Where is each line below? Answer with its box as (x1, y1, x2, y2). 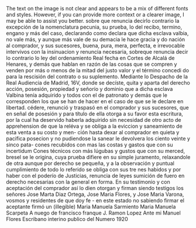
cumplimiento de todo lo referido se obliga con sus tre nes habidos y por (6, 166, 181, 173)
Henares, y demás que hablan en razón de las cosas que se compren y (6, 61, 177, 68)
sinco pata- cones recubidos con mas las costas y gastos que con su (6, 141, 174, 148)
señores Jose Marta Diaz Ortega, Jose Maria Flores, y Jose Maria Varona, (6, 191, 184, 198)
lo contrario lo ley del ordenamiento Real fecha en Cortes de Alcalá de (6, 55, 175, 61)
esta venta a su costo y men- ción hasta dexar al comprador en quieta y (6, 129, 180, 136)
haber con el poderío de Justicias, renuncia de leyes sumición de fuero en (6, 172, 185, 179)
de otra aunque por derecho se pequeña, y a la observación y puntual (6, 160, 174, 167)
